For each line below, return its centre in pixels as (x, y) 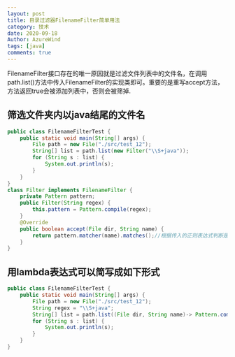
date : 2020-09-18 (33, 33)
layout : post (26, 14)
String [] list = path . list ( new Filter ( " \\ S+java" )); (111, 151)
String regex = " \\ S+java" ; (73, 308)
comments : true (29, 53)
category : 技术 (28, 27)
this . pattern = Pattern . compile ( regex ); (92, 210)
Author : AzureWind (34, 40)
